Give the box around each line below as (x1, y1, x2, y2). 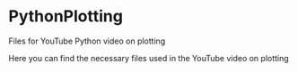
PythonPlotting (8, 6, 123, 27)
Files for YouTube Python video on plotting (8, 36, 166, 46)
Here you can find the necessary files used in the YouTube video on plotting (8, 52, 289, 63)
